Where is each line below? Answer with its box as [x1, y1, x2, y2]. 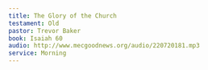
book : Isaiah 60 [8, 34, 63, 43]
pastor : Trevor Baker [8, 27, 81, 35]
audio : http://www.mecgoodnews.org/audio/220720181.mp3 [8, 42, 200, 50]
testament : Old [8, 19, 60, 27]
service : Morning [8, 49, 67, 57]
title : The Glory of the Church [8, 11, 117, 20]
